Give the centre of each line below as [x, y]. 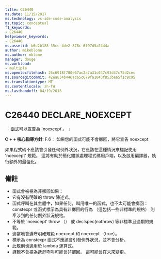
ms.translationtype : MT [29, 82]
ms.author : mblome [24, 55]
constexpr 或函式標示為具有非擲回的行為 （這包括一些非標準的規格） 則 [83, 209]
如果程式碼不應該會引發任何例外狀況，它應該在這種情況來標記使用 [71, 150]
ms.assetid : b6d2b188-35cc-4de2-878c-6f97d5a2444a [57, 46]
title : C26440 [19, 9]
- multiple [16, 69]
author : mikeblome [24, 50]
